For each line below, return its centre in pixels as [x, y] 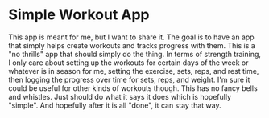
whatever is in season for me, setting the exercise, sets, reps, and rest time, [134, 71]
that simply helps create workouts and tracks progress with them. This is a [132, 45]
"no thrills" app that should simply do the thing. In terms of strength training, [135, 54]
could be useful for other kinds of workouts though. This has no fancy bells [133, 88]
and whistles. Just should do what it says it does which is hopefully [120, 96]
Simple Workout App [79, 15]
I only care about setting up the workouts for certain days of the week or [128, 63]
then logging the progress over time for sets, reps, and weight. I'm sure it [129, 79]
